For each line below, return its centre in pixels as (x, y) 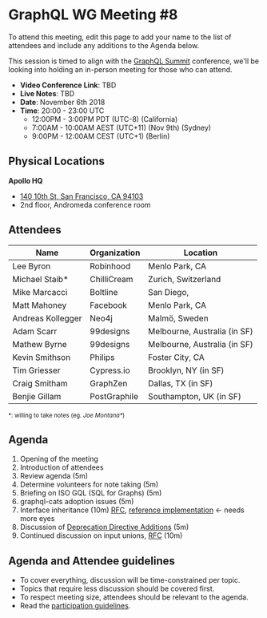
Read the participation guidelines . (75, 606)
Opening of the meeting (59, 459)
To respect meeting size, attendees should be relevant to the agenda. (134, 597)
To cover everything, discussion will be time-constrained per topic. (130, 580)
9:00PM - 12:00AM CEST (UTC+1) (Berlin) (101, 136)
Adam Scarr (35, 331)
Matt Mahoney (40, 305)
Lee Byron (32, 266)
